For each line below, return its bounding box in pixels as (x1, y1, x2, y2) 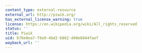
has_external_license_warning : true (5, 17, 83, 22)
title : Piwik (5, 31, 33, 36)
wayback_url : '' (5, 40, 40, 45)
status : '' (5, 26, 28, 31)
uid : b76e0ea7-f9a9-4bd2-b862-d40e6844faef (5, 36, 99, 41)
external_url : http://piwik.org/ (5, 12, 76, 17)
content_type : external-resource (5, 7, 76, 13)
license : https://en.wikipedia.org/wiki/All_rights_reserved (5, 21, 137, 27)
